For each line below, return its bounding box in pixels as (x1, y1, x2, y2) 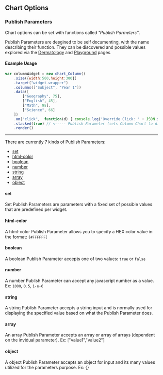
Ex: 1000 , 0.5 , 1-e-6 (5, 283, 44, 289)
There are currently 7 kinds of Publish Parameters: (5, 139, 106, 145)
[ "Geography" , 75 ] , (22, 94, 62, 99)
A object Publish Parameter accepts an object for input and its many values (5, 359, 155, 365)
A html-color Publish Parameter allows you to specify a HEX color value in (5, 228, 153, 234)
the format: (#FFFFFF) (5, 234, 48, 240)
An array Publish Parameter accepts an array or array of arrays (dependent (5, 332, 155, 338)
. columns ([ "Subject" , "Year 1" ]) (14, 85, 81, 90)
